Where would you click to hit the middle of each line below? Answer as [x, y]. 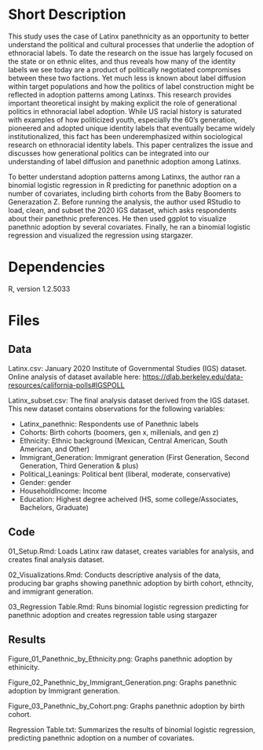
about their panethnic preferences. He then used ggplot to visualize [117, 219]
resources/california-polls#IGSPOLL [66, 385]
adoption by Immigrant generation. [64, 690]
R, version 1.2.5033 [39, 289]
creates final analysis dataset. [56, 559]
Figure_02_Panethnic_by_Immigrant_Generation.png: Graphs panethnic [122, 682]
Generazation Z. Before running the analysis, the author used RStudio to [124, 201]
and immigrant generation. [51, 591]
